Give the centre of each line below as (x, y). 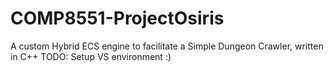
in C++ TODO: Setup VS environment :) (91, 56)
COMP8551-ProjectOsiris (117, 18)
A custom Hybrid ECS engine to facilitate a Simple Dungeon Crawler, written (167, 46)
